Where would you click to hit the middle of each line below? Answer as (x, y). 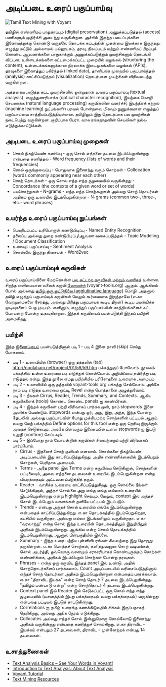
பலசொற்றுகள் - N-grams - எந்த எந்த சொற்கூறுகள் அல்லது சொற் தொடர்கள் (85, 191)
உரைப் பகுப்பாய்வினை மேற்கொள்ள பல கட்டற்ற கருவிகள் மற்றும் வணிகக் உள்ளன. (82, 280)
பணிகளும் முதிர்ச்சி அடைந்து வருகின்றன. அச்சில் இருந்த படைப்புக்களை (72, 37)
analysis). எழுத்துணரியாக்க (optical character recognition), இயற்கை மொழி (79, 97)
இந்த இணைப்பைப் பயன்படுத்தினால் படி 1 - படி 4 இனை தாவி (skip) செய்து (73, 346)
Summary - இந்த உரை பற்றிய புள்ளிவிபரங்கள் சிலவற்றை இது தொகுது (86, 541)
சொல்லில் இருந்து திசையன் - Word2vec (50, 252)
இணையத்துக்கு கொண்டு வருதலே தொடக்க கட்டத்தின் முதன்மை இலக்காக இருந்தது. (83, 43)
